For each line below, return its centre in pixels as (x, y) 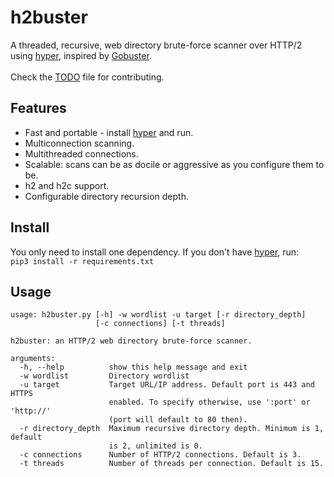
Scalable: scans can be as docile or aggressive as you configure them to (174, 164)
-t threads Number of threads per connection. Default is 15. (172, 464)
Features (38, 108)
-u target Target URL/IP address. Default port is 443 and (167, 385)
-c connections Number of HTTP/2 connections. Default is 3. (160, 455)
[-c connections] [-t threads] (160, 324)
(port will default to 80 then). (178, 420)
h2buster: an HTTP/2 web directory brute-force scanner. (131, 341)
